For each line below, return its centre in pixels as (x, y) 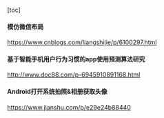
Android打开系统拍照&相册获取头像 (57, 91)
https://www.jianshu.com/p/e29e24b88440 (69, 107)
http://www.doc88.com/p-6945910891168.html (74, 75)
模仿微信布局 (25, 26)
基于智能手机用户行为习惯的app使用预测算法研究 (76, 59)
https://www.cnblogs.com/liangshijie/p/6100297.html (82, 42)
